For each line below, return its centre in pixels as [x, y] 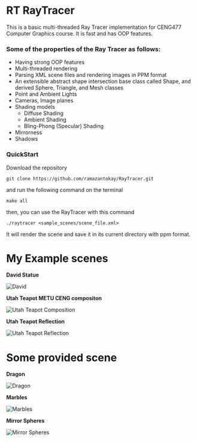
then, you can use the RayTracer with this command [70, 212]
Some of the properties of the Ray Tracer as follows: [84, 49]
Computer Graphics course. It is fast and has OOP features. [79, 33]
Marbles [17, 397]
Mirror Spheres [25, 421]
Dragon [16, 374]
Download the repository [37, 167]
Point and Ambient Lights [46, 94]
